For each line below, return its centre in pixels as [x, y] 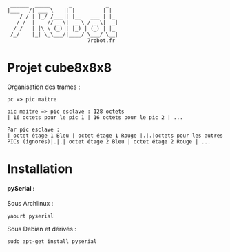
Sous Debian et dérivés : [42, 229]
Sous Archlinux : [30, 204]
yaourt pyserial [30, 216]
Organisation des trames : [44, 87]
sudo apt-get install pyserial [52, 242]
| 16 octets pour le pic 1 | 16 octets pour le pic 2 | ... [95, 117]
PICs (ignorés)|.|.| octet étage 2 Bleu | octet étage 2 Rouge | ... [109, 141]
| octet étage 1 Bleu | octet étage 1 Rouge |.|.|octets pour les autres [115, 136]
